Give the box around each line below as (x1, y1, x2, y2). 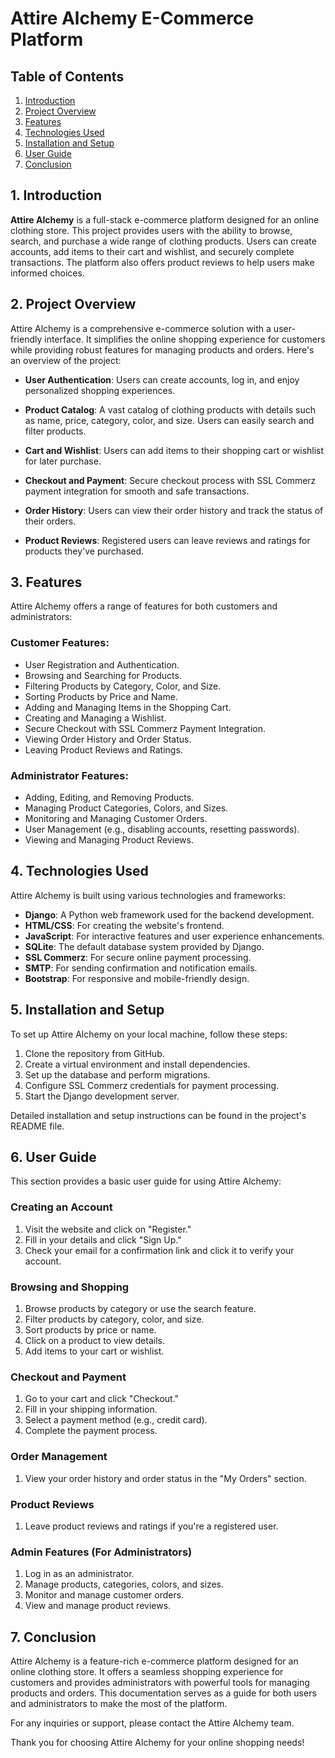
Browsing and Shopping (10, 1280, 130, 1294)
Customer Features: (10, 636, 110, 650)
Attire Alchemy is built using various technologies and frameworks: (10, 889, 286, 901)
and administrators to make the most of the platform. (10, 1698, 228, 1710)
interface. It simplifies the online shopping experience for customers (44, 333, 326, 345)
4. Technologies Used (10, 863, 149, 880)
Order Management (10, 1450, 108, 1464)
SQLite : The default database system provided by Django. (24, 940, 265, 952)
